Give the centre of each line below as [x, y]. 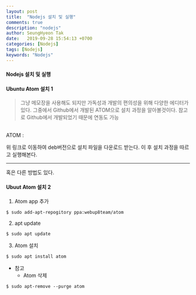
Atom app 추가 [32, 201]
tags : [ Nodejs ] [24, 50]
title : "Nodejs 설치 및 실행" [41, 17]
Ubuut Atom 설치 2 [29, 187]
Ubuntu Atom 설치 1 [30, 89]
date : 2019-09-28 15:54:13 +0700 [49, 39]
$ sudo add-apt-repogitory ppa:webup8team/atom [65, 212]
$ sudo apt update [28, 234]
